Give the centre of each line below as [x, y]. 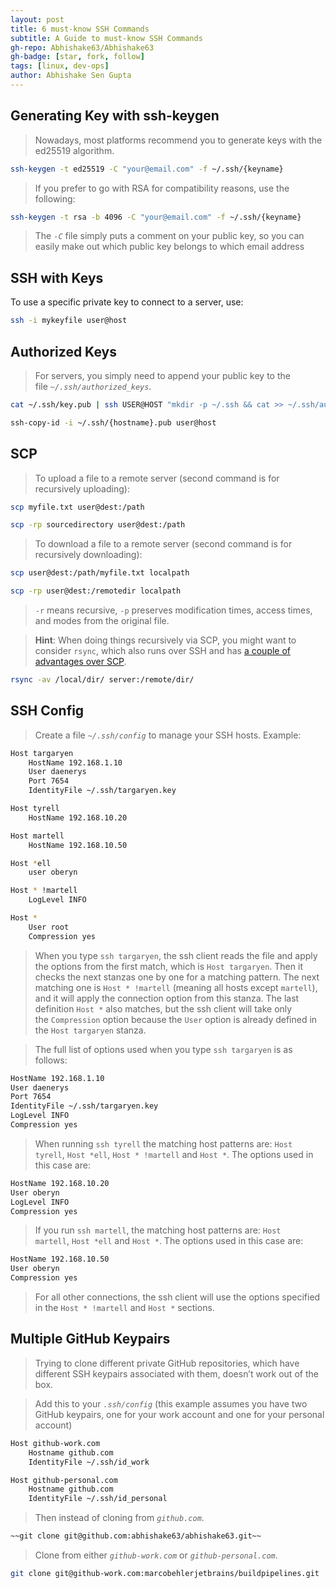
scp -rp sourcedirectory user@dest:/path [98, 525]
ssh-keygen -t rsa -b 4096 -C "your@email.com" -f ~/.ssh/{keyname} [156, 217]
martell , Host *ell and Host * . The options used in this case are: [169, 1241]
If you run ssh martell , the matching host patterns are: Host [158, 1230]
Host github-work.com [55, 1443]
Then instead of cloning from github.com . [119, 1518]
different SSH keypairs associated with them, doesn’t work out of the [176, 1373]
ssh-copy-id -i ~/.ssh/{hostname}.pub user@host [113, 422]
